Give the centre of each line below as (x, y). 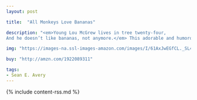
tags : (13, 70)
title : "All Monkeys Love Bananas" (51, 22)
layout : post (22, 11)
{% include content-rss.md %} (43, 92)
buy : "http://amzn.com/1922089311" (50, 59)
